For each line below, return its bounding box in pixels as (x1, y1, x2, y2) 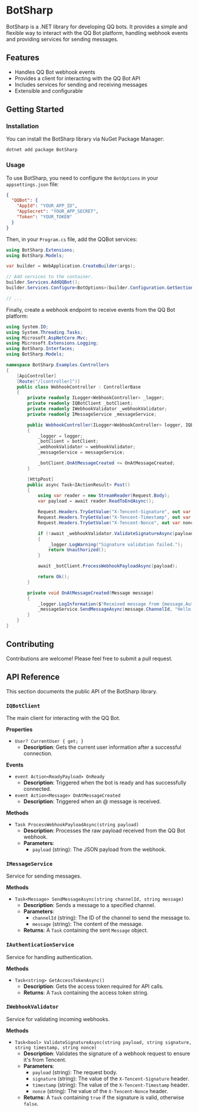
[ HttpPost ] (27, 476, 54, 482)
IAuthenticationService (6, 941, 75, 948)
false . (23, 1100, 39, 1107)
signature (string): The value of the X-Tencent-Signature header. (32, 1075, 190, 1082)
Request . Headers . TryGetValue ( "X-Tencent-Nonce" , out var (37, 520, 181, 526)
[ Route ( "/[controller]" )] (16, 379, 81, 384)
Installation (6, 122, 39, 131)
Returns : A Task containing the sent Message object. (23, 927, 148, 934)
